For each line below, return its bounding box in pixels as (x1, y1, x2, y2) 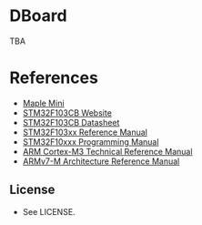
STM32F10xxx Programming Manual (22, 136, 159, 147)
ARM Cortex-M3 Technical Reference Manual (22, 146, 193, 157)
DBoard (9, 5, 67, 26)
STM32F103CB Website (22, 107, 112, 118)
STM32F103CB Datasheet (22, 117, 120, 128)
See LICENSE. (22, 206, 76, 217)
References (9, 67, 98, 88)
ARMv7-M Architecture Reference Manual (22, 156, 180, 167)
